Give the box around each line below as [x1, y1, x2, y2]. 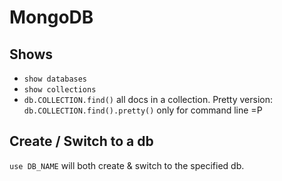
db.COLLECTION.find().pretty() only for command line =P [23, 104, 263, 116]
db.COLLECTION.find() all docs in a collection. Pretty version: [23, 94, 274, 105]
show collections [23, 85, 97, 95]
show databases [23, 74, 88, 84]
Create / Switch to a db [9, 133, 154, 150]
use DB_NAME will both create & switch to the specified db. [9, 159, 245, 171]
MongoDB [9, 6, 94, 29]
